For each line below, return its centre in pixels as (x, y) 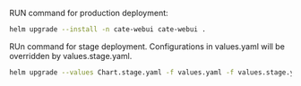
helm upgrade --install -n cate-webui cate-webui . (107, 30)
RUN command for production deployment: (89, 13)
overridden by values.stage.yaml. (71, 56)
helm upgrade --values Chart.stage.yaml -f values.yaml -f (122, 72)
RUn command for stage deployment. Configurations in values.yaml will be (147, 46)
